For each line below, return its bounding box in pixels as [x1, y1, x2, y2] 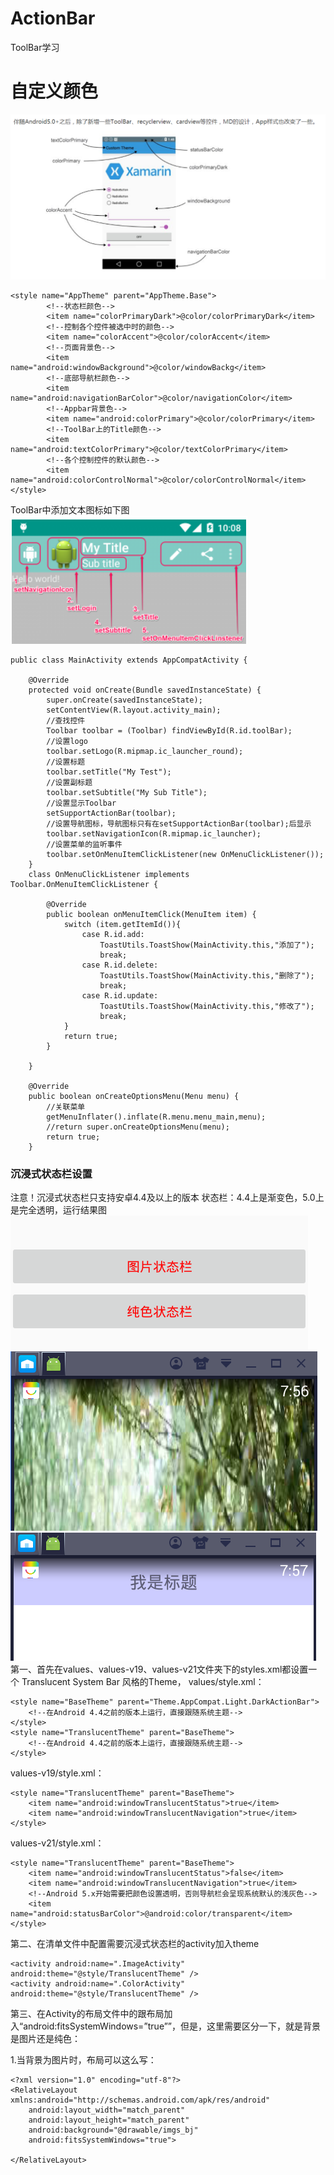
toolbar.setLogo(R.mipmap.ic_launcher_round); [46, 747, 244, 757]
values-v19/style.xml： [10, 1767, 105, 1779]
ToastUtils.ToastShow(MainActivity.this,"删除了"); [99, 971, 315, 981]
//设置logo [46, 737, 89, 747]
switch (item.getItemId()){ [63, 920, 182, 930]
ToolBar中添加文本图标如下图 [10, 504, 130, 516]
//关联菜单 [46, 1102, 86, 1112]
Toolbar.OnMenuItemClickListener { [10, 880, 159, 890]
